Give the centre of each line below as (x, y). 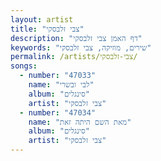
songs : (24, 66)
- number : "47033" (58, 76)
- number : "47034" (58, 112)
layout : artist (42, 19)
